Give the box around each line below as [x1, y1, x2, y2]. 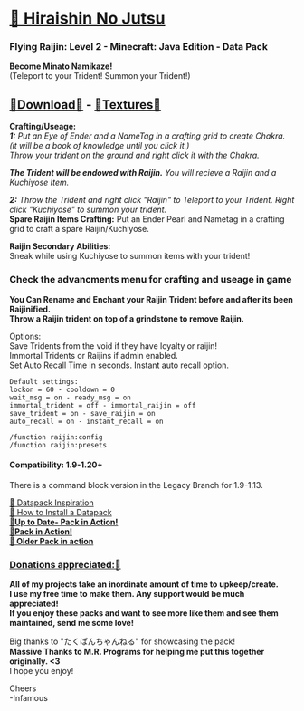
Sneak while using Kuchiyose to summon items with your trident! [9, 251, 251, 262]
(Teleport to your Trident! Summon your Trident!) [9, 71, 192, 82]
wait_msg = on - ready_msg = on [9, 393, 131, 402]
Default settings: [9, 377, 79, 386]
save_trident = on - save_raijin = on [9, 408, 156, 418]
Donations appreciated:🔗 [9, 558, 121, 571]
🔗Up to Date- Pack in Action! [9, 516, 119, 527]
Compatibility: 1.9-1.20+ [9, 459, 103, 470]
